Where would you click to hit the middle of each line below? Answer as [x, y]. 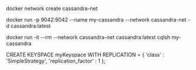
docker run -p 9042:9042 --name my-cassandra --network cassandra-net [96, 20]
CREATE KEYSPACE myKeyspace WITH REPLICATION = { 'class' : [85, 55]
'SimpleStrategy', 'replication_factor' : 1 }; [56, 61]
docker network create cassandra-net [52, 8]
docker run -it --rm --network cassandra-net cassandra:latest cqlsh [88, 37]
